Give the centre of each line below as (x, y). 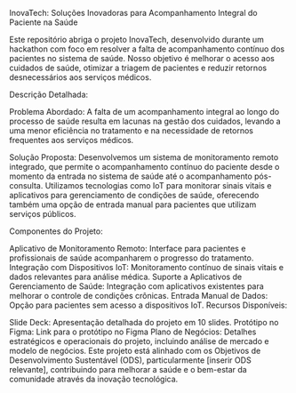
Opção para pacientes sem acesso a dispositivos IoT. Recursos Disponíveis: (148, 305)
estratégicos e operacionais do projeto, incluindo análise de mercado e (139, 341)
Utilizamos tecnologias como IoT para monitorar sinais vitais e (158, 185)
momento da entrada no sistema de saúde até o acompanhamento (131, 176)
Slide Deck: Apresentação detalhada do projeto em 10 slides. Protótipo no (144, 322)
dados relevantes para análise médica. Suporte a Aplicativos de (126, 277)
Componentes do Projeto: (56, 231)
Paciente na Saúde (44, 22)
